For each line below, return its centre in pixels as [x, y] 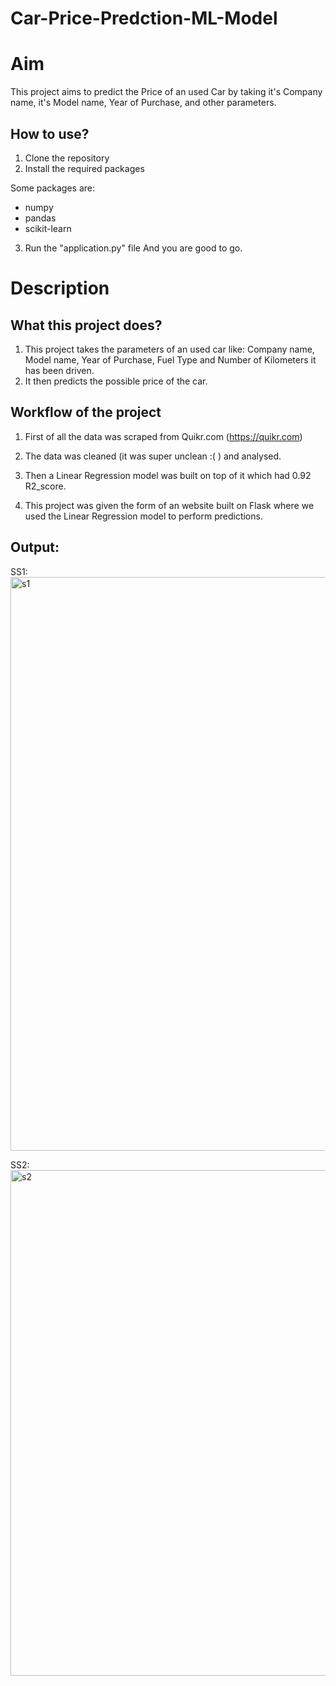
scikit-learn [48, 228]
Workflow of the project [86, 412]
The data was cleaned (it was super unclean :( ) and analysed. [153, 456]
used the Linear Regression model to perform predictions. [143, 516]
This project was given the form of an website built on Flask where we [169, 505]
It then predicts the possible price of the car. [116, 381]
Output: [35, 547]
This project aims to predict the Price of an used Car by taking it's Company [166, 92]
